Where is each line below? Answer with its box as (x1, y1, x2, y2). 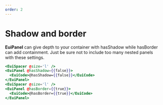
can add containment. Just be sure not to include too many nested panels (5, 49, 153, 55)
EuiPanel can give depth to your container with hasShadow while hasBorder (5, 44, 158, 50)
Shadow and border (5, 28, 87, 39)
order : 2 (5, 7, 23, 12)
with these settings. (5, 54, 45, 60)
